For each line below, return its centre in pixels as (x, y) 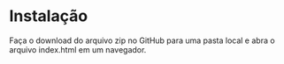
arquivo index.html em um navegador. (78, 49)
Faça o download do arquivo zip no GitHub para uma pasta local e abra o (142, 40)
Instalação (49, 16)
